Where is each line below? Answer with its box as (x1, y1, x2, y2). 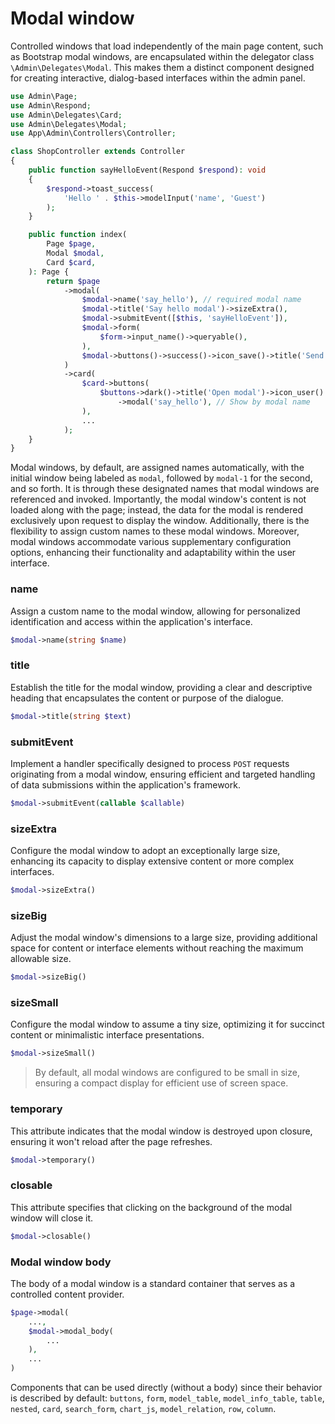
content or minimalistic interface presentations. (10, 1029, 205, 1041)
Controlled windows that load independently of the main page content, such (10, 40, 324, 52)
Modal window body (10, 1255, 112, 1269)
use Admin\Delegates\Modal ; (10, 119, 128, 129)
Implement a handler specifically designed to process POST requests (10, 757, 290, 769)
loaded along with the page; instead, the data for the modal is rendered (10, 504, 304, 516)
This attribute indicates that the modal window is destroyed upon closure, (10, 1125, 313, 1137)
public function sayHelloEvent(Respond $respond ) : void (28, 165, 267, 176)
